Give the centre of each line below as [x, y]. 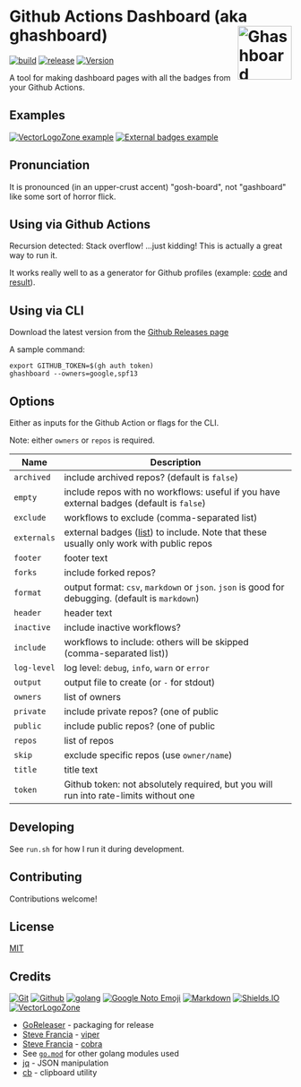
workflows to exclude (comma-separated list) [161, 518]
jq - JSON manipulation [65, 1063]
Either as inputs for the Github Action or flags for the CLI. [114, 423]
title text [81, 770]
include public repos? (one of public [140, 726]
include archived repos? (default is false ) [151, 477]
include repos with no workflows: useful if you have [172, 492]
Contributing [46, 877]
